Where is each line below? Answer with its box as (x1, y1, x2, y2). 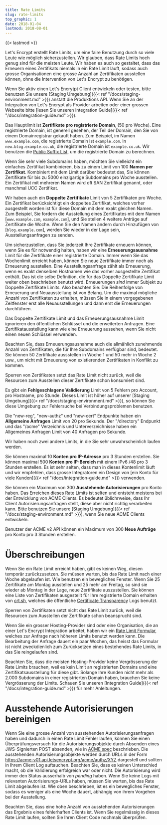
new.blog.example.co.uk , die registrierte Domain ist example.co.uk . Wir (5, 143, 150, 149)
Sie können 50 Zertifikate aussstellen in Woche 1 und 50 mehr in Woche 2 (5, 352, 157, 358)
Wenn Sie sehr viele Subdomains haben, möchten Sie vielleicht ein (5, 158, 142, 164)
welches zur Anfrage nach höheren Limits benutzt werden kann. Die (5, 633, 145, 639)
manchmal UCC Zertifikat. (5, 185, 59, 191)
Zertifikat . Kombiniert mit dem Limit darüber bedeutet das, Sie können (5, 169, 150, 175)
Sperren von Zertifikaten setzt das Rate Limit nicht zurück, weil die (5, 372, 142, 378)
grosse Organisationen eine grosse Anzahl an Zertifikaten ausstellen (5, 71, 146, 77)
